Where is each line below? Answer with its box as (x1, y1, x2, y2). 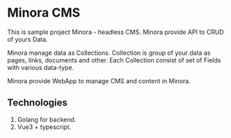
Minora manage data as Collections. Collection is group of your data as (7, 49, 211, 57)
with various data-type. (7, 63, 74, 71)
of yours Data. (7, 35, 48, 43)
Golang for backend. (17, 115, 77, 123)
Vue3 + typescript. (17, 123, 72, 131)
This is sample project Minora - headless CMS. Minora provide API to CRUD (7, 28, 224, 36)
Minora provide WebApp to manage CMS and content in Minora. (7, 76, 191, 85)
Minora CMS (7, 5, 81, 21)
